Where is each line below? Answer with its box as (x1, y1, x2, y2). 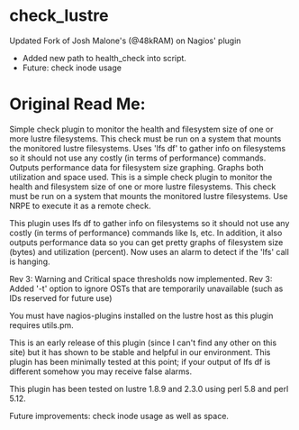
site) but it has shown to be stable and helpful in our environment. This (9, 346, 271, 357)
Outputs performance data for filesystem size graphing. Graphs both (9, 161, 264, 172)
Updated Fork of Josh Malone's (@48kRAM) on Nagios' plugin (9, 35, 241, 46)
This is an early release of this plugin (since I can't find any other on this (9, 337, 277, 348)
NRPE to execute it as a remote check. (9, 200, 151, 211)
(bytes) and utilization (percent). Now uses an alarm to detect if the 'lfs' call (9, 246, 290, 257)
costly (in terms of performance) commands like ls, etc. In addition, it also (9, 227, 283, 238)
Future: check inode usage (22, 62, 122, 73)
